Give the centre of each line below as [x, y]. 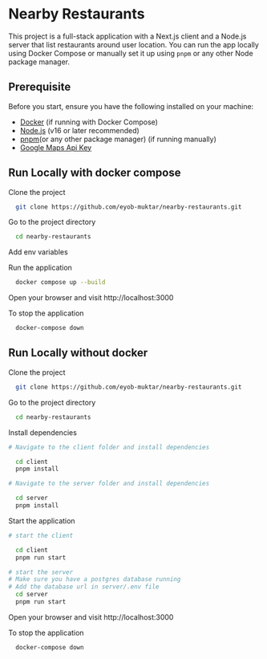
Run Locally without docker [78, 353]
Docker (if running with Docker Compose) [89, 122]
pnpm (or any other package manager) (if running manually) [118, 139]
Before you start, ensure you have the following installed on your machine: [131, 106]
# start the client [41, 535]
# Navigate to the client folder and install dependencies [109, 447]
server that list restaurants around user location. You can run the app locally [133, 44]
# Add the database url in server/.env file [84, 587]
